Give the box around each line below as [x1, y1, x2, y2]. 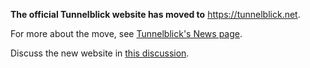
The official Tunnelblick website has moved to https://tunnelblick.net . [10, 9, 301, 20]
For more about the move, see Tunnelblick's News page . [10, 28, 243, 39]
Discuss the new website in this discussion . [10, 47, 190, 59]
